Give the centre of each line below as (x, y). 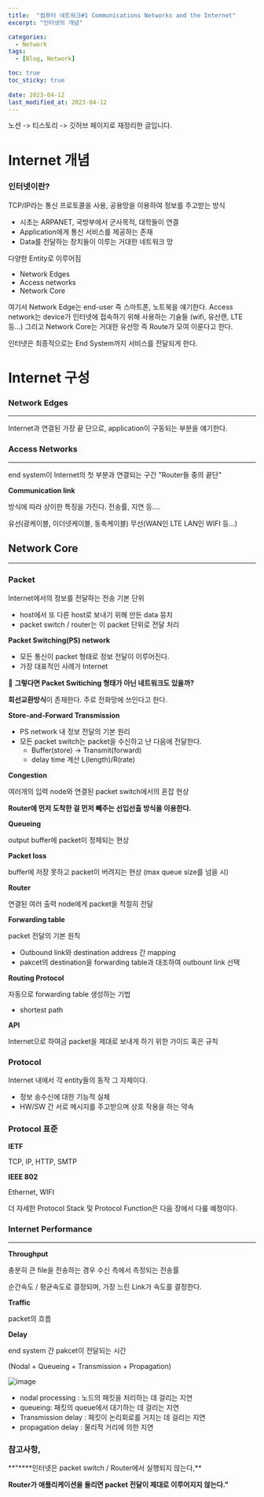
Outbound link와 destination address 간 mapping (98, 952)
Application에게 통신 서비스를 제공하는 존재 (86, 232)
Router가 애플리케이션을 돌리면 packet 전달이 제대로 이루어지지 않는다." (119, 1484)
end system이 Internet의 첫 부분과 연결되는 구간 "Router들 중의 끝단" (115, 474)
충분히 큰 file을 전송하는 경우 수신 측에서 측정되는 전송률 (93, 1270)
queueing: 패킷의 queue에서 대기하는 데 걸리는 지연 (99, 1407)
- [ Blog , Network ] (46, 59)
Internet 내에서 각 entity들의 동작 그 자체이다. (78, 1080)
